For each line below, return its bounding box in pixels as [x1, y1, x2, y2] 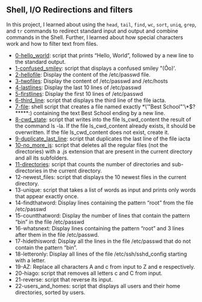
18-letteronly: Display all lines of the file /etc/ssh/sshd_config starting [14, 250, 188, 257]
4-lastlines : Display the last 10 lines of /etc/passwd [14, 84, 142, 91]
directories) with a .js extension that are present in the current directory [14, 148, 193, 155]
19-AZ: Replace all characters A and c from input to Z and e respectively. [14, 263, 195, 270]
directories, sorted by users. [14, 289, 86, 296]
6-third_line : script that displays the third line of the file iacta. [14, 96, 166, 104]
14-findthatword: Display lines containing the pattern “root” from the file [14, 199, 194, 206]
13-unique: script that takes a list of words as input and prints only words [14, 186, 196, 193]
